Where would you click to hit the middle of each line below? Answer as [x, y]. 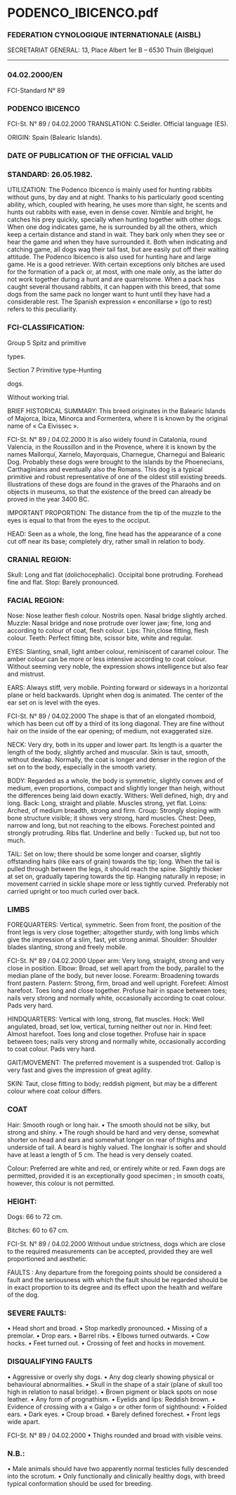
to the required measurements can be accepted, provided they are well [110, 1251]
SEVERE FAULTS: [37, 1313]
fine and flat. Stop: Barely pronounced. [63, 582]
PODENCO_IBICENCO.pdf [83, 13]
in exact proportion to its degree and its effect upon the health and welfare [115, 1288]
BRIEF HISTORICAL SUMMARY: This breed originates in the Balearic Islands [117, 411]
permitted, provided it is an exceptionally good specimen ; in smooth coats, [116, 1175]
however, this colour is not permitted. [61, 1183]
